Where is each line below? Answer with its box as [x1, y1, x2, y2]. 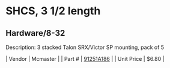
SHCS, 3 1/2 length [5, 4, 101, 18]
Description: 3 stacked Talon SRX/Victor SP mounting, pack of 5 [5, 44, 165, 51]
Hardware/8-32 [5, 28, 65, 38]
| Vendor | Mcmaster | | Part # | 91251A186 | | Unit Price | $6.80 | [5, 55, 165, 62]
